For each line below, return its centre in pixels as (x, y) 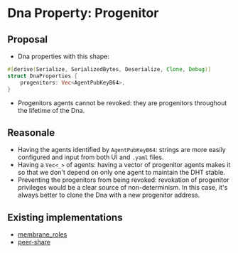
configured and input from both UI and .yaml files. (91, 157)
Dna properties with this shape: (64, 56)
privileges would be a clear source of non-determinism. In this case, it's (123, 188)
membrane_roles (42, 235)
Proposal (28, 39)
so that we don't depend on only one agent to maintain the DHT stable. (121, 173)
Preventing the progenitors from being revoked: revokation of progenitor (123, 180)
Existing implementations (65, 217)
